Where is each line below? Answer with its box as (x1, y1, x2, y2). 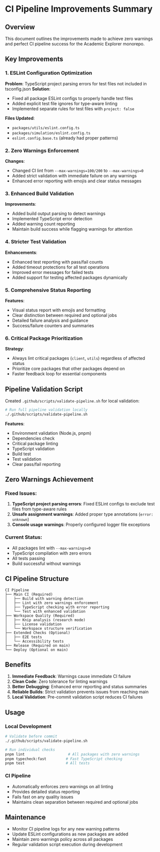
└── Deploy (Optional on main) (5, 647, 68, 652)
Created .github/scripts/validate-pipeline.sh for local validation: (5, 398, 140, 404)
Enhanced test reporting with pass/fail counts (12, 259, 103, 265)
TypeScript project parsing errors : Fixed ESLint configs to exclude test (12, 501, 155, 507)
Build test (12, 451, 32, 457)
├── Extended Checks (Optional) (5, 630, 70, 635)
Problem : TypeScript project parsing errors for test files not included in (5, 80, 147, 86)
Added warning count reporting (12, 221, 75, 227)
